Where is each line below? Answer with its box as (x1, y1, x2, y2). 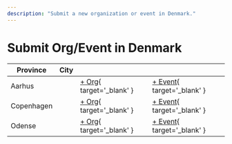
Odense (10, 120, 37, 130)
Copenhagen (10, 101, 53, 111)
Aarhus (10, 81, 35, 91)
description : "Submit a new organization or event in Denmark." (7, 10, 196, 17)
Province (17, 65, 47, 75)
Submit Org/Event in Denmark (7, 39, 182, 55)
